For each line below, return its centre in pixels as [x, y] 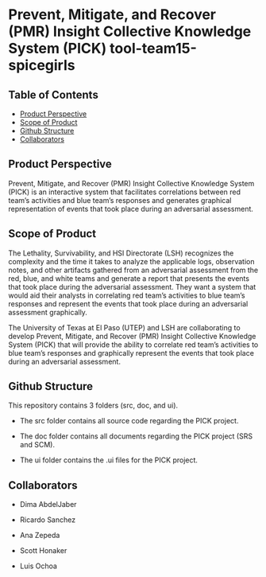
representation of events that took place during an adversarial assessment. [131, 209]
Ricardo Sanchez [48, 520]
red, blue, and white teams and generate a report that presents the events [129, 278]
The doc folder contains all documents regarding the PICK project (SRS [136, 436]
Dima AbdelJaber [48, 505]
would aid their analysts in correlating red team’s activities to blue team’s [127, 295]
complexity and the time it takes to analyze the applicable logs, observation [131, 261]
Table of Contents [54, 94]
